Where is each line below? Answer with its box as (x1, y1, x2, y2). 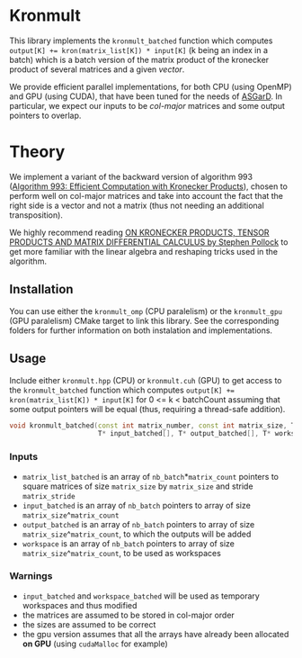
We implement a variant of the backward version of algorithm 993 (9, 171, 253, 182)
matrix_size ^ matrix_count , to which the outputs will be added (22, 528, 252, 539)
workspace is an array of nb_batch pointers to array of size (22, 537, 235, 549)
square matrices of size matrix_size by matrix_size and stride (22, 481, 253, 491)
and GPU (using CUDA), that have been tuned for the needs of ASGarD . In (9, 91, 283, 102)
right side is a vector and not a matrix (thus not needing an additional (9, 200, 265, 211)
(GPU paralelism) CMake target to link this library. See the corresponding (9, 315, 280, 326)
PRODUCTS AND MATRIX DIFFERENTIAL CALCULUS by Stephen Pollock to (9, 236, 289, 248)
